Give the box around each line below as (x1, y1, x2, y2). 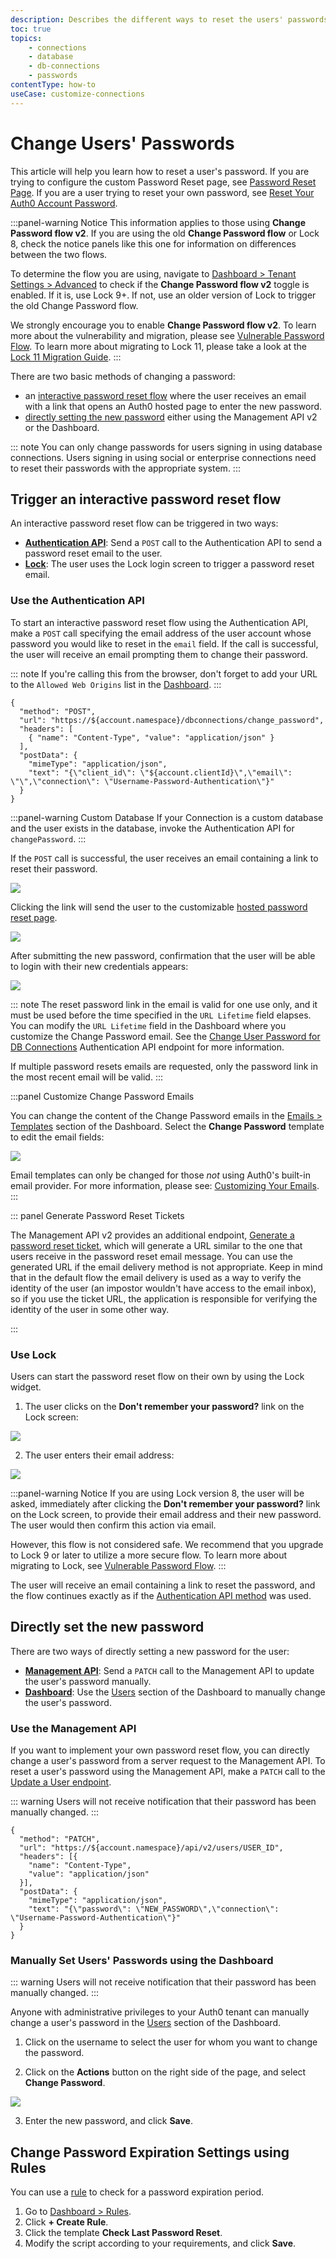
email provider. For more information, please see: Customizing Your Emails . (10, 1179, 320, 1191)
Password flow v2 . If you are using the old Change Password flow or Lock (10, 227, 320, 239)
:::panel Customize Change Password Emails (10, 1090, 195, 1102)
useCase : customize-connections (10, 89, 145, 99)
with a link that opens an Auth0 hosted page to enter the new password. (24, 400, 323, 412)
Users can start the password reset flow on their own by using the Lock (10, 1370, 305, 1382)
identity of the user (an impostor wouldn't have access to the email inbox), (10, 1282, 317, 1294)
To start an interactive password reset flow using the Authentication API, (10, 616, 309, 628)
